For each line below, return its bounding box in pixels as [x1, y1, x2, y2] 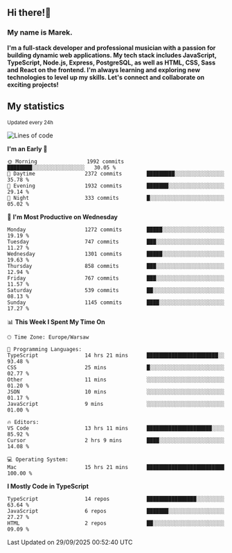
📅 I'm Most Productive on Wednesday [7, 212, 118, 221]
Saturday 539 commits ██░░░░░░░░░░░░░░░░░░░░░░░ [7, 287, 225, 293]
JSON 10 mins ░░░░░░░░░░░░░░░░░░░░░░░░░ [7, 388, 225, 395]
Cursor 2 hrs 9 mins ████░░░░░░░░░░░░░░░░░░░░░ [7, 436, 225, 444]
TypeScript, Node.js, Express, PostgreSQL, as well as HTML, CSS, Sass [7, 58, 216, 67]
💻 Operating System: [7, 456, 69, 463]
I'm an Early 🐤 [7, 144, 48, 153]
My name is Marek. [7, 28, 73, 37]
